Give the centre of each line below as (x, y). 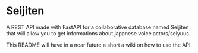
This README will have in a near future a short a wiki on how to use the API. (99, 45)
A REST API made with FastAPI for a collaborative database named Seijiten (98, 27)
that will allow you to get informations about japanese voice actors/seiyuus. (98, 33)
